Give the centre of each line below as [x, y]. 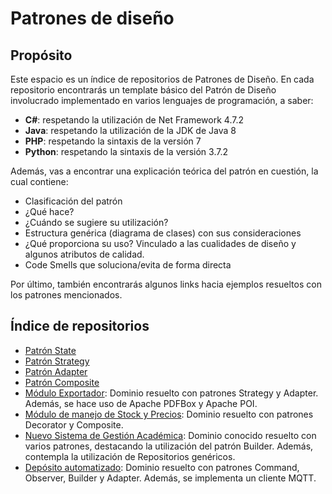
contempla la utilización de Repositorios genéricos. [130, 456]
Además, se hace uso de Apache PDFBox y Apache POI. [141, 403]
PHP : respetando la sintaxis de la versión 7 [113, 141]
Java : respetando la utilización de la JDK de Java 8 [130, 130]
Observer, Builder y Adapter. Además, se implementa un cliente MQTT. [170, 478]
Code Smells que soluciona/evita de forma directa [128, 265]
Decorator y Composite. [74, 424]
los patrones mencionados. [66, 295]
